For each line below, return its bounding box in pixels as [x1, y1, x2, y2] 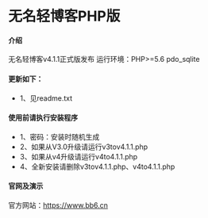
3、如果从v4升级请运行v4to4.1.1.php [19, 151, 138, 161]
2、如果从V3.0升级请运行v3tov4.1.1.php [19, 142, 148, 151]
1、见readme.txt [19, 93, 73, 103]
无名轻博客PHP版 [8, 7, 121, 25]
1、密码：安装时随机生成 [19, 132, 100, 141]
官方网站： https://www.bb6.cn [8, 201, 109, 210]
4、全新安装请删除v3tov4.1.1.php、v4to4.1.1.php [19, 162, 175, 171]
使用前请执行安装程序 [8, 113, 78, 123]
